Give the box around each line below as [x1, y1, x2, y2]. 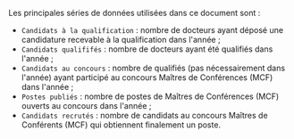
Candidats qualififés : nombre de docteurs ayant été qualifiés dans [21, 44, 273, 54]
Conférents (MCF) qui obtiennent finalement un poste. [21, 119, 221, 130]
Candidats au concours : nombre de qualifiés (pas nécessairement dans [21, 62, 286, 73]
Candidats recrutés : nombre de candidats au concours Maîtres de [21, 110, 269, 120]
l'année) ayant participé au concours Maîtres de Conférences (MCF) [21, 72, 273, 83]
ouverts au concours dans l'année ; [21, 101, 153, 110]
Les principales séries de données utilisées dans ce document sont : [8, 8, 261, 18]
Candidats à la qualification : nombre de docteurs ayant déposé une [21, 25, 283, 35]
